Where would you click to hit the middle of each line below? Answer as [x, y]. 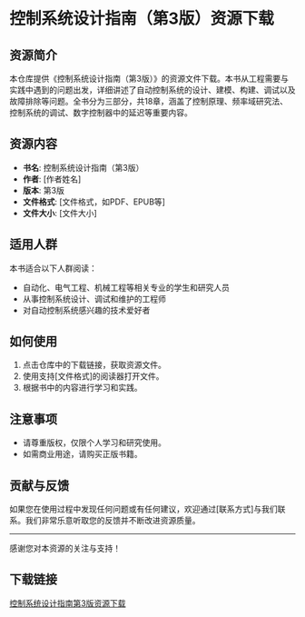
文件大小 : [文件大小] [59, 213]
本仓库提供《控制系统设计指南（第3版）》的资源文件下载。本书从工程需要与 [149, 79]
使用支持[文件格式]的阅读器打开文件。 [93, 376]
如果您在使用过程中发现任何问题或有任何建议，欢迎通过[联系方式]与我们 [144, 509]
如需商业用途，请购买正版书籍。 [82, 454]
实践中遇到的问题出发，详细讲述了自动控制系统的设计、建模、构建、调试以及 [152, 90]
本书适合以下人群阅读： [53, 268]
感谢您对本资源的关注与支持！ [65, 548]
